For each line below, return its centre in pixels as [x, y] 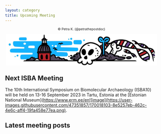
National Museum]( [24, 100]
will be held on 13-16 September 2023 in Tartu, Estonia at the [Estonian [76, 95]
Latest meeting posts [38, 126]
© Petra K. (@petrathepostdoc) [81, 29]
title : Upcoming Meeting [30, 15]
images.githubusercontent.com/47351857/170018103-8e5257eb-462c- [76, 105]
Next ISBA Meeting [34, 78]
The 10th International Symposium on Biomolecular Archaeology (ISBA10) [78, 90]
